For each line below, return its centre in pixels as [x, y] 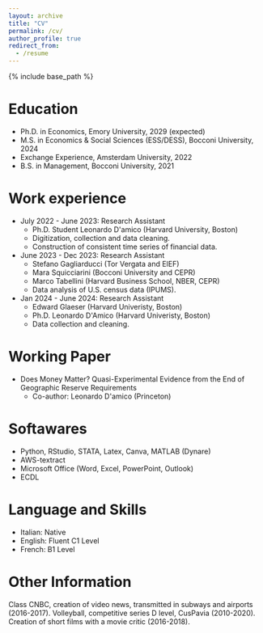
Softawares [48, 428]
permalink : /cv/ [36, 31]
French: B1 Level [47, 549]
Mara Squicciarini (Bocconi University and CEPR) [114, 272]
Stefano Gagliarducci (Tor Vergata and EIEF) [106, 264]
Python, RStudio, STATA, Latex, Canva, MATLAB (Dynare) [116, 451]
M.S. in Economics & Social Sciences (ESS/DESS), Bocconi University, [137, 140]
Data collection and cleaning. [81, 323]
